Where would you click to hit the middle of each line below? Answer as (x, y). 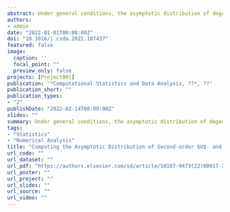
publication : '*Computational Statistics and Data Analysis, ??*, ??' (110, 83)
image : (16, 52)
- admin (18, 26)
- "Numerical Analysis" (41, 141)
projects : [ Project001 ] (41, 77)
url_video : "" (27, 198)
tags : (15, 128)
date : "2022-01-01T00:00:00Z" (50, 32)
